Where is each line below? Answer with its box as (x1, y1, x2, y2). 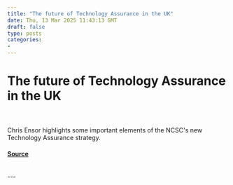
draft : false (7, 23, 45, 30)
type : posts (7, 29, 42, 37)
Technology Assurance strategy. (7, 133, 101, 142)
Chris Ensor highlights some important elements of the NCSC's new (7, 125, 203, 134)
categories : (7, 36, 42, 43)
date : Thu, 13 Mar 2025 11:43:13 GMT (7, 17, 118, 24)
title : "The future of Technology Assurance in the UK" (7, 10, 174, 18)
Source (7, 149, 29, 158)
